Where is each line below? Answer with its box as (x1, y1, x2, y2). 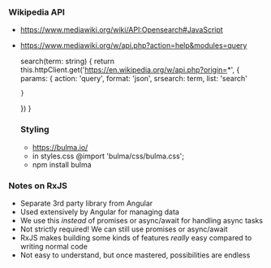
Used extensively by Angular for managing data (19, 206, 180, 217)
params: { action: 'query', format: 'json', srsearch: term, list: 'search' (19, 74, 247, 84)
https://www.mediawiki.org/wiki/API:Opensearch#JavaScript (19, 25, 223, 35)
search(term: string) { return (19, 56, 115, 67)
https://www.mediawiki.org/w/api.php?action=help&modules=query (19, 41, 247, 50)
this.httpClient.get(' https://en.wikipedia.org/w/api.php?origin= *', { (19, 65, 240, 75)
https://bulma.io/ (32, 142, 88, 152)
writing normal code (19, 241, 88, 251)
